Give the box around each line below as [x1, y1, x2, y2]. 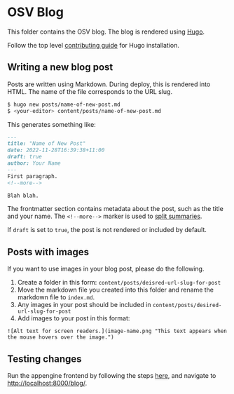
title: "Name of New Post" [7, 140, 86, 147]
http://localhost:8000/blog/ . [7, 379, 88, 387]
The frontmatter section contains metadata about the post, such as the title [7, 205, 224, 213]
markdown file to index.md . [17, 293, 95, 301]
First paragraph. [7, 172, 58, 179]
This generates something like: [7, 120, 96, 128]
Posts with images [7, 246, 90, 258]
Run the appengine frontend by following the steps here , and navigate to [7, 372, 216, 379]
